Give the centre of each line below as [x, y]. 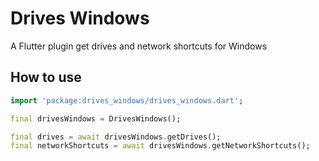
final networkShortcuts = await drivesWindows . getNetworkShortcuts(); [160, 146]
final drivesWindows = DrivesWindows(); [96, 118]
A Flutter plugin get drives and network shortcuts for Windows [139, 46]
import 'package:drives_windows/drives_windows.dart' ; [127, 100]
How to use [46, 77]
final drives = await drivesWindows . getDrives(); [116, 137]
